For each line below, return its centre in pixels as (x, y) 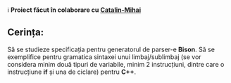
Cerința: (26, 33)
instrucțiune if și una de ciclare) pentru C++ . (72, 72)
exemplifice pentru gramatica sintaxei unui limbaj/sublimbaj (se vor (105, 57)
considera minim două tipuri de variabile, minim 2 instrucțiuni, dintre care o (116, 64)
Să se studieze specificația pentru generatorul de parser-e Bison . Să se (111, 49)
